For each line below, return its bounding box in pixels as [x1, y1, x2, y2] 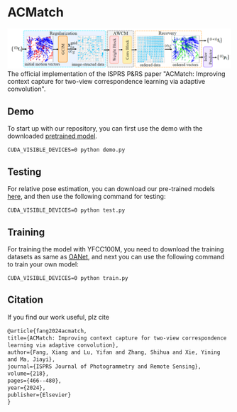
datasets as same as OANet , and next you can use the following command [7, 252, 225, 261]
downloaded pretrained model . [7, 132, 98, 141]
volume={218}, [7, 370, 50, 377]
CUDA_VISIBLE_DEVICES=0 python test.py [7, 207, 126, 214]
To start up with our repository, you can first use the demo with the [7, 124, 203, 133]
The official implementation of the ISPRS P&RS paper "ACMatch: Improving [7, 70, 226, 78]
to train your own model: [7, 260, 79, 269]
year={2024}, [7, 384, 46, 391]
